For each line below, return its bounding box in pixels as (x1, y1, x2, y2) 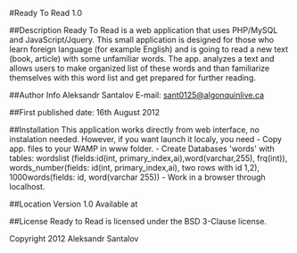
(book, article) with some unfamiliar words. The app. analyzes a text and (9, 54, 275, 63)
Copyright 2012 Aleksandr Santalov (9, 233, 139, 244)
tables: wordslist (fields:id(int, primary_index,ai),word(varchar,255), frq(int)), (9, 153, 288, 164)
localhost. (9, 181, 45, 191)
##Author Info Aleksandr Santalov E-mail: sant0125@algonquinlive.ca (9, 89, 265, 100)
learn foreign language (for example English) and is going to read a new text (9, 44, 288, 55)
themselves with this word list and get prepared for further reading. (9, 72, 256, 83)
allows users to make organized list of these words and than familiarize (9, 63, 270, 73)
